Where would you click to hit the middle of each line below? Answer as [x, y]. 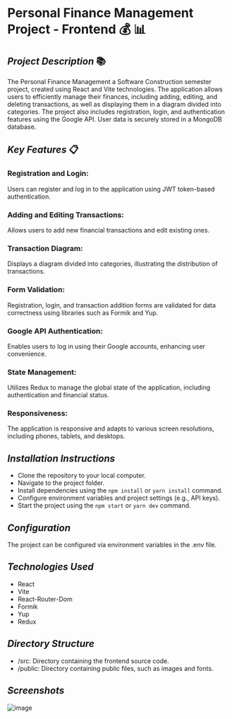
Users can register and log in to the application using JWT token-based [111, 189]
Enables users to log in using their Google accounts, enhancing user [106, 346]
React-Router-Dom [45, 599]
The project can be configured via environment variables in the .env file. [112, 545]
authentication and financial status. [58, 395]
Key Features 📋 [43, 150]
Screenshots [36, 691]
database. [22, 127]
